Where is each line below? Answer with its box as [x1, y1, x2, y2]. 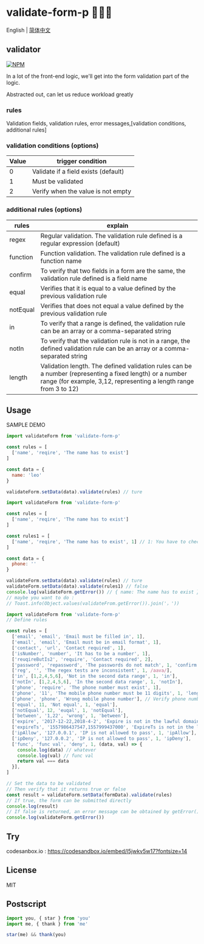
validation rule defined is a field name [40, 274, 148, 283]
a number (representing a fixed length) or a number [40, 369, 187, 378]
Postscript [6, 899, 47, 909]
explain [106, 221, 129, 230]
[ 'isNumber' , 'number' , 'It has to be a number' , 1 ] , [12, 650, 151, 657]
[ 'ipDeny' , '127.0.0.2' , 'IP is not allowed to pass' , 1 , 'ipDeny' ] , [12, 735, 191, 742]
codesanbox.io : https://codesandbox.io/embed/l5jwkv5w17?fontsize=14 [6, 848, 188, 855]
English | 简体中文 [6, 26, 51, 33]
